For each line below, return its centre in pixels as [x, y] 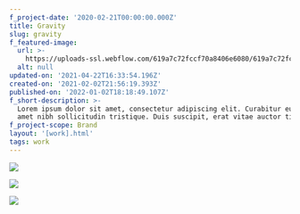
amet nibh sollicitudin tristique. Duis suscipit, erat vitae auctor [149, 117]
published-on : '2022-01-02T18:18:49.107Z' [89, 92]
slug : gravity [36, 34]
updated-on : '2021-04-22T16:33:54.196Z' [86, 76]
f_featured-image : [43, 42]
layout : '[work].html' [51, 134]
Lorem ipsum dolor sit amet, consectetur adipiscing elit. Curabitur [149, 109]
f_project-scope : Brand [54, 126]
